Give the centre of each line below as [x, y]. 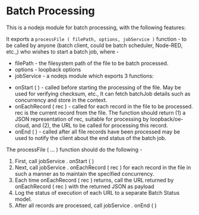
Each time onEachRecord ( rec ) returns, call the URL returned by [94, 180]
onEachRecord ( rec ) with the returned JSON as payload [84, 186]
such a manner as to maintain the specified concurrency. [84, 173]
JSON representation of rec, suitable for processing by [82, 119]
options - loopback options [48, 69]
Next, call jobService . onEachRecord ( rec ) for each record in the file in [103, 167]
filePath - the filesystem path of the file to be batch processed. [91, 63]
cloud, [23, 125]
